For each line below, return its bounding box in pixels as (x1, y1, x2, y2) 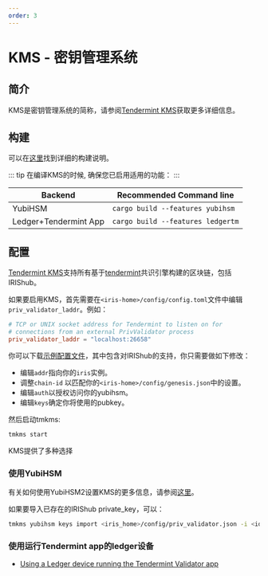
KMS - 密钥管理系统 (8, 49, 138, 66)
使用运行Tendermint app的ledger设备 (8, 540, 154, 551)
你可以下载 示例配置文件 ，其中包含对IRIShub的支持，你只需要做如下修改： (8, 351, 250, 360)
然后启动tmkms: (8, 414, 61, 424)
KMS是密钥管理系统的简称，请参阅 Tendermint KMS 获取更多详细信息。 (8, 105, 240, 115)
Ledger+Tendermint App (12, 216, 105, 227)
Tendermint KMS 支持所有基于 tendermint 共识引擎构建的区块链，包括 (8, 268, 232, 277)
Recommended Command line (116, 190, 235, 201)
